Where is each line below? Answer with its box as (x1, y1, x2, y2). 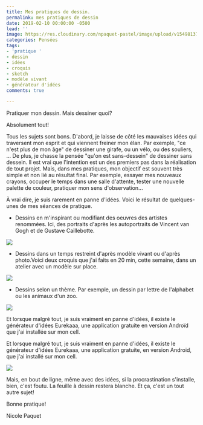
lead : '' (6, 25, 28, 32)
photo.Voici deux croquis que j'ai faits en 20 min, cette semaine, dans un (14, 256, 196, 264)
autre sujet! (6, 388, 34, 396)
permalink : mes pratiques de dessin (6, 15, 98, 21)
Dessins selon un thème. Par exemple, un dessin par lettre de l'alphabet (14, 285, 194, 293)
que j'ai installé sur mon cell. (6, 352, 77, 360)
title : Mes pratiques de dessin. (6, 8, 91, 15)
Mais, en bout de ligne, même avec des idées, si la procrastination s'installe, (6, 375, 196, 383)
